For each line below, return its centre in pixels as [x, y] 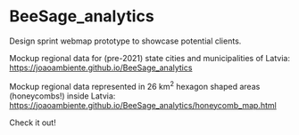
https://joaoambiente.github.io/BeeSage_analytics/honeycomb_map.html [143, 105]
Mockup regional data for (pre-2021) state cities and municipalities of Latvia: [149, 58]
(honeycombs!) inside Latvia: [62, 96]
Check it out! [33, 123]
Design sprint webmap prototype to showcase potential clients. [125, 41]
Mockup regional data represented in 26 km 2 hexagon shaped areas [135, 85]
